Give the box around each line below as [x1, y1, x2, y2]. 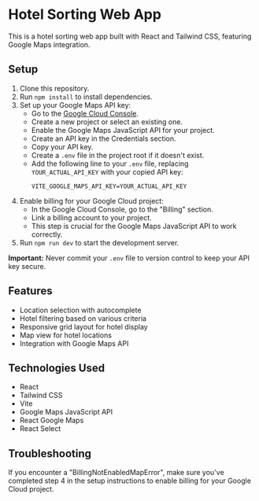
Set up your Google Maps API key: [19, 100, 131, 109]
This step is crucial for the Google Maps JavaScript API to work [31, 221, 238, 230]
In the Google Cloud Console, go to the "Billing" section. [31, 204, 214, 214]
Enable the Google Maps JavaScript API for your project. [31, 125, 215, 134]
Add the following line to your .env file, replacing [31, 159, 189, 168]
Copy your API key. [31, 142, 94, 151]
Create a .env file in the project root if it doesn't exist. [31, 150, 205, 160]
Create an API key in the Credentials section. [31, 134, 176, 143]
